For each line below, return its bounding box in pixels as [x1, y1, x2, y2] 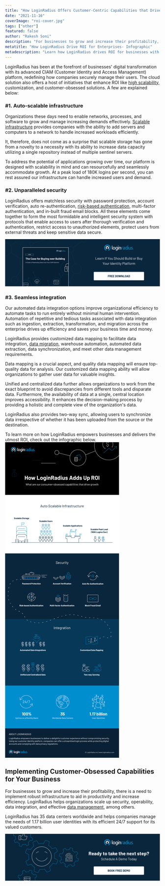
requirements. [5, 352, 33, 357]
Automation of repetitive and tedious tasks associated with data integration [5, 316, 157, 321]
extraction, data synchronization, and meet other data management [5, 346, 141, 352]
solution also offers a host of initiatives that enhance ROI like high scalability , [5, 79, 160, 85]
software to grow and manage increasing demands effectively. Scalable [5, 118, 150, 124]
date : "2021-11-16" [5, 13, 45, 18]
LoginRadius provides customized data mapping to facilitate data [5, 336, 137, 342]
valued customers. [5, 824, 43, 830]
